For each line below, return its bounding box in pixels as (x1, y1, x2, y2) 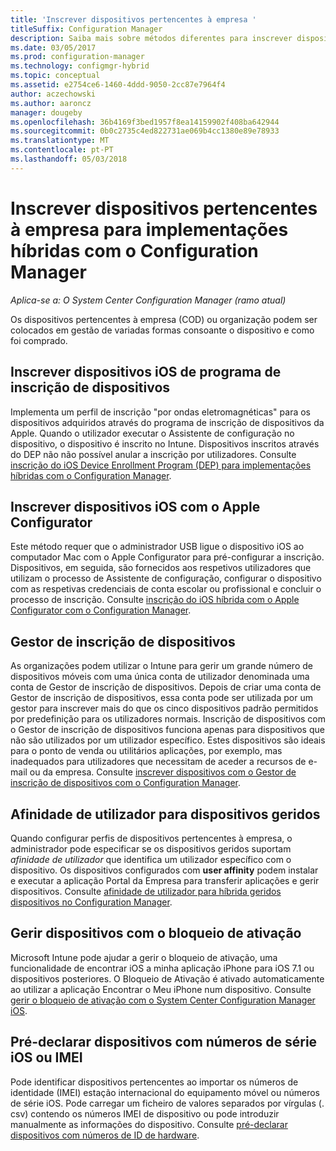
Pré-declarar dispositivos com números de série (10, 1034, 318, 1051)
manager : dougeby (10, 107, 83, 118)
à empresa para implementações (10, 218, 289, 241)
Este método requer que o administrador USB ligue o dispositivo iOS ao (10, 541, 305, 553)
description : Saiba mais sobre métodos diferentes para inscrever (10, 33, 293, 43)
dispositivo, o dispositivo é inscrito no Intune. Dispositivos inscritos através (10, 437, 320, 450)
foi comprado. (10, 334, 68, 346)
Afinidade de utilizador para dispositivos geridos (10, 806, 321, 823)
